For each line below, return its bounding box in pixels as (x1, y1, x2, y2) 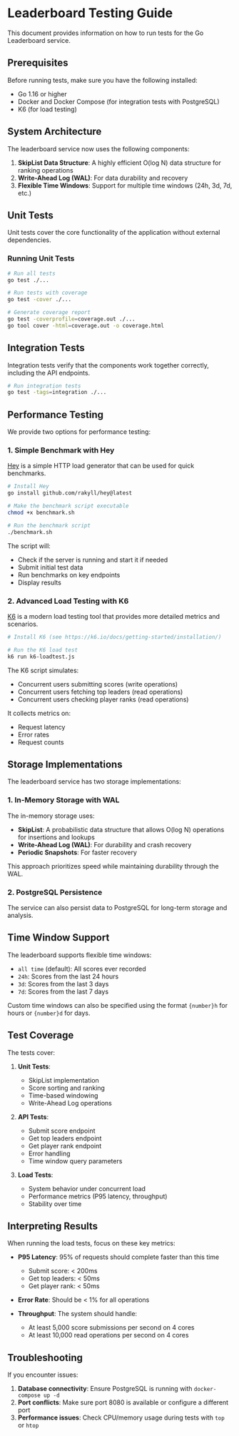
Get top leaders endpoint (28, 1133, 102, 1143)
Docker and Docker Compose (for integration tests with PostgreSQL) (17, 97, 220, 106)
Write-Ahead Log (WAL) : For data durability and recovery (17, 173, 188, 182)
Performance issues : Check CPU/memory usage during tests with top (17, 1413, 225, 1422)
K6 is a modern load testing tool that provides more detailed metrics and (7, 612, 220, 621)
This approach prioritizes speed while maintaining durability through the (7, 861, 219, 870)
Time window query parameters (28, 1156, 123, 1165)
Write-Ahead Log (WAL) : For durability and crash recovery (17, 840, 192, 849)
